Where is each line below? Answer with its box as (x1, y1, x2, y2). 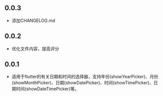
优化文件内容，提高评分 (11, 46, 59, 51)
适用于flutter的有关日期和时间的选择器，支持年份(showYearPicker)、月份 (11, 73, 159, 80)
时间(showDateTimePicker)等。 (16, 86, 79, 92)
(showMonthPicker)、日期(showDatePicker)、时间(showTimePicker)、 (11, 80, 154, 86)
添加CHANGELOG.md (11, 17, 56, 24)
